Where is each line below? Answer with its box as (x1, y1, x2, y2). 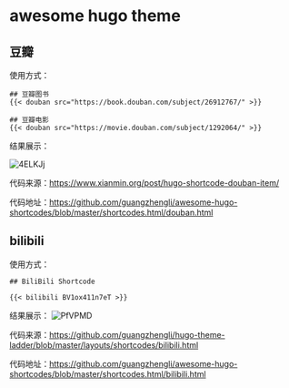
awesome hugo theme (9, 5, 182, 26)
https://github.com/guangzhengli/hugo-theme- (49, 329, 225, 340)
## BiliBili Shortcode (9, 277, 95, 286)
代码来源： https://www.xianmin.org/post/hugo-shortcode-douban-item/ (9, 178, 280, 188)
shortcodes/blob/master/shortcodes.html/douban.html (9, 207, 214, 218)
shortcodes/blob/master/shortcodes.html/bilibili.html (9, 368, 206, 379)
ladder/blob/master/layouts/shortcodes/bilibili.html (9, 339, 199, 351)
